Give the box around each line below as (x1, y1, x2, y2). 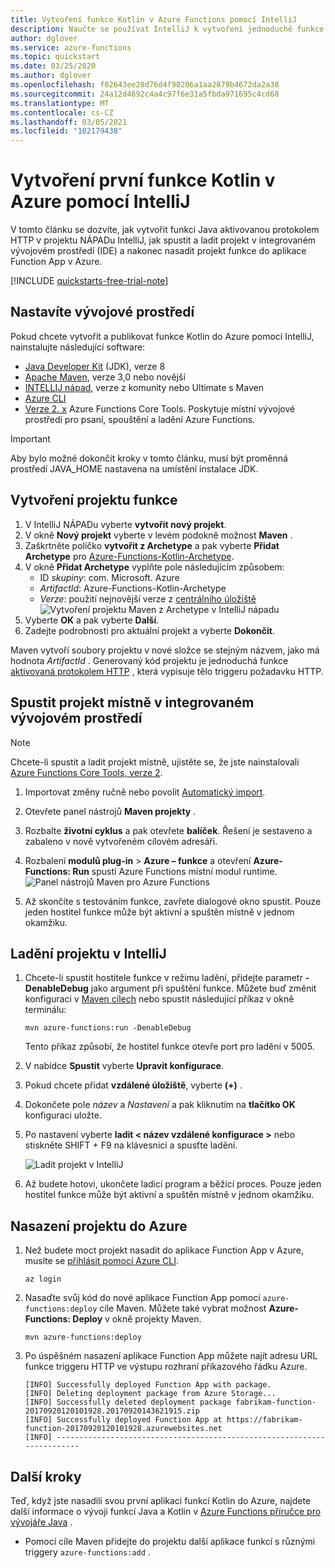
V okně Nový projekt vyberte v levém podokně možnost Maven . (24, 529, 293, 541)
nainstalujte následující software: (10, 341, 146, 353)
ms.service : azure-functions (10, 42, 132, 53)
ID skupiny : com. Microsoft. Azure (39, 571, 180, 583)
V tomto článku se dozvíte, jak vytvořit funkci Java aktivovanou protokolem (10, 224, 320, 236)
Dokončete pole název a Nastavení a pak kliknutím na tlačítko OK (24, 1099, 296, 1111)
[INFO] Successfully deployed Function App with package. (24, 1380, 272, 1390)
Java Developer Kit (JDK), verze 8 (24, 360, 166, 372)
